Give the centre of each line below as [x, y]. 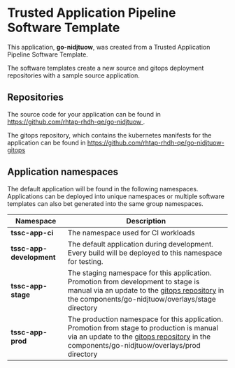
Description [146, 221]
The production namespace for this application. [145, 319]
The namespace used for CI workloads [131, 233]
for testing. [85, 261]
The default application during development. [140, 244]
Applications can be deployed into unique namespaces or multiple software [116, 196]
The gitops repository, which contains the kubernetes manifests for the [109, 135]
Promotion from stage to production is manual [143, 327]
